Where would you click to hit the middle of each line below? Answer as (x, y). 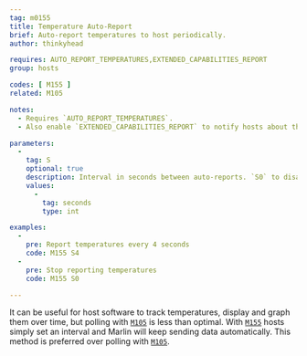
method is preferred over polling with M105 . (90, 341)
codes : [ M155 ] (40, 85)
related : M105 (37, 93)
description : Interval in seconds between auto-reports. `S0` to (153, 177)
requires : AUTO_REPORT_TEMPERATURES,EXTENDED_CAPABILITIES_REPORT (138, 60)
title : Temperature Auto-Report (71, 26)
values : (40, 185)
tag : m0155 (30, 18)
